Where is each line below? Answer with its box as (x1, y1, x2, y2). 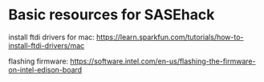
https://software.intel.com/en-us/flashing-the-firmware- (70, 56, 256, 66)
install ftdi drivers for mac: (8, 32, 95, 42)
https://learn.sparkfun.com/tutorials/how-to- (95, 32, 244, 42)
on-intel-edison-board (8, 64, 83, 74)
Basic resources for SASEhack (8, 6, 215, 24)
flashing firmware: (8, 56, 69, 66)
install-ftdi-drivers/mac (8, 40, 85, 50)
